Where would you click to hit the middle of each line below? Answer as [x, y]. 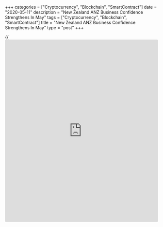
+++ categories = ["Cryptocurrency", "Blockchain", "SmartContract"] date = [81, 7]
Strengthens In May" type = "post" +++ [44, 28]
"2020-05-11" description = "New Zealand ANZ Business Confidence [74, 12]
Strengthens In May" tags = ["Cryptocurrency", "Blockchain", [66, 17]
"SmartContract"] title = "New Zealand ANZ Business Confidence [70, 22]
